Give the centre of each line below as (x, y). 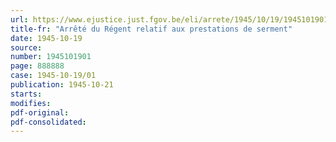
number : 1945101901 (51, 57)
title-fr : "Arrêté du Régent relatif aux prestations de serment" (151, 29)
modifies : (31, 103)
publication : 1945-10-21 (62, 85)
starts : (26, 94)
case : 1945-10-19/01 (53, 76)
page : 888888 (37, 66)
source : (26, 47)
